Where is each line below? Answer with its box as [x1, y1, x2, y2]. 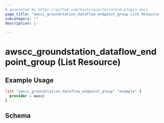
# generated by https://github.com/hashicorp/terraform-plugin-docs [5, 7, 148, 12]
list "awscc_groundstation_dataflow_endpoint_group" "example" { [5, 89, 141, 94]
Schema [5, 112, 31, 120]
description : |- [5, 20, 38, 26]
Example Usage [5, 76, 54, 84]
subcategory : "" [5, 16, 38, 21]
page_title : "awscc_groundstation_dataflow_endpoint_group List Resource [5, 12, 160, 17]
